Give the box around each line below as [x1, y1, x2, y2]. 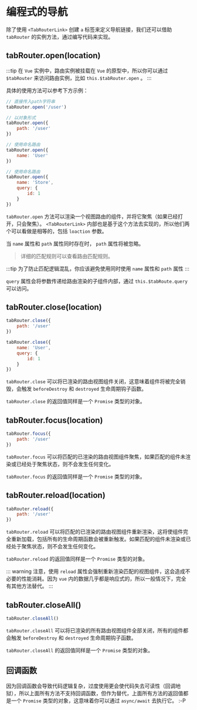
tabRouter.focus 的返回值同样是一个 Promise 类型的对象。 [6, 473, 145, 480]
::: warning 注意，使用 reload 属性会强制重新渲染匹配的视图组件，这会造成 [6, 568, 186, 575]
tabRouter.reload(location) [6, 490, 106, 500]
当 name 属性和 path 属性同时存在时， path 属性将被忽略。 [6, 240, 144, 247]
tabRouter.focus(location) [6, 415, 103, 425]
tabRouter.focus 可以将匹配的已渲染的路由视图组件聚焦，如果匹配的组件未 [6, 453, 186, 460]
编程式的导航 [6, 5, 69, 19]
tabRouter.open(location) [6, 51, 101, 61]
